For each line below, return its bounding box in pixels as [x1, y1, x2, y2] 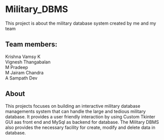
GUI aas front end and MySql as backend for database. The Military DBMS [5, 119, 159, 125]
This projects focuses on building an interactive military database [5, 103, 141, 109]
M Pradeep [5, 64, 29, 70]
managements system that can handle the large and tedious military [5, 108, 146, 114]
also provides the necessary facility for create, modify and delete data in [5, 124, 155, 130]
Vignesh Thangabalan [5, 59, 51, 65]
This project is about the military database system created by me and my [5, 20, 156, 26]
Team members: [5, 40, 58, 49]
